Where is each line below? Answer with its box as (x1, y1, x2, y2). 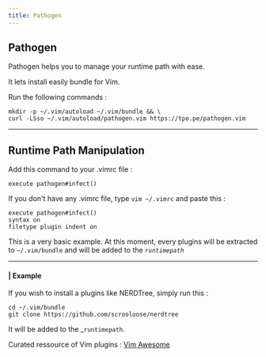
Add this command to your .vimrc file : (8, 165, 133, 174)
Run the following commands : (8, 93, 108, 102)
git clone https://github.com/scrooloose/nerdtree (8, 310, 179, 319)
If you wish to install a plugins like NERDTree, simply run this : (8, 288, 208, 298)
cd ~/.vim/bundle (8, 304, 66, 312)
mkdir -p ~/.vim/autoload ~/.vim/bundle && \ (8, 108, 161, 116)
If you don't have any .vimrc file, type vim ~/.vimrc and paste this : (8, 194, 226, 203)
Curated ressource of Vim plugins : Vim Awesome (8, 340, 170, 349)
